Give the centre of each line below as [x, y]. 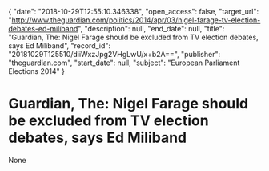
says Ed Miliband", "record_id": [59, 46]
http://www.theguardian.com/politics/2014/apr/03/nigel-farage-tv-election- [136, 20]
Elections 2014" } [37, 71]
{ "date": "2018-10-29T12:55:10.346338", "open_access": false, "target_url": [134, 12]
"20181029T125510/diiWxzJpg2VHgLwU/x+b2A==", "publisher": [114, 54]
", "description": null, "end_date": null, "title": [151, 28]
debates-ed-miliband [43, 28]
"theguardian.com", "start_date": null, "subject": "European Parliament [124, 63]
